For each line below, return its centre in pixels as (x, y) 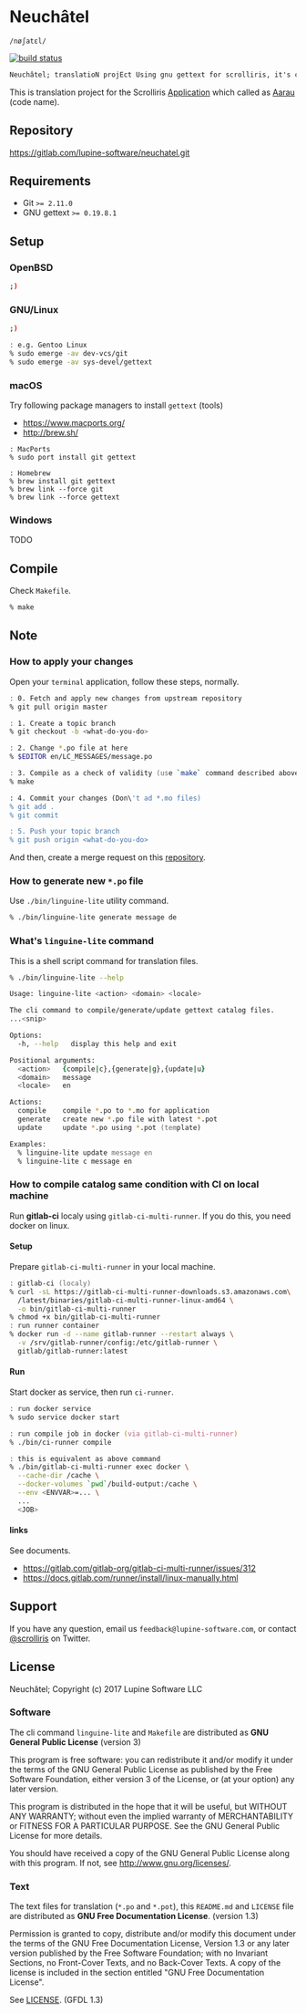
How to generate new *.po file (76, 881)
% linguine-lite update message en (85, 1152)
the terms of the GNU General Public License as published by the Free (141, 1769)
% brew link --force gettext (65, 498)
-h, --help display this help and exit (97, 1043)
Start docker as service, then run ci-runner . (92, 1392)
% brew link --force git (56, 490)
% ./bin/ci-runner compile (61, 1442)
